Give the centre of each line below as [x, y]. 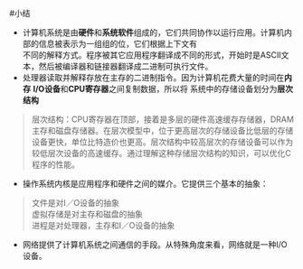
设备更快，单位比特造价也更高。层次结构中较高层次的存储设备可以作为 [162, 142]
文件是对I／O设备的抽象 [76, 203]
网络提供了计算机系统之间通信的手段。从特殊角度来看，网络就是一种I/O [155, 245]
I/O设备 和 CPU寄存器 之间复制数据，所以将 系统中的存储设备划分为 [155, 89]
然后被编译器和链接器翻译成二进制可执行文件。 [126, 66]
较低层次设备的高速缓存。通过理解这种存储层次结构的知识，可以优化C [161, 153]
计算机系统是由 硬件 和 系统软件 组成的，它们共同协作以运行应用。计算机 [153, 32]
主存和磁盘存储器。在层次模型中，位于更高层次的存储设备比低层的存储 [162, 130]
